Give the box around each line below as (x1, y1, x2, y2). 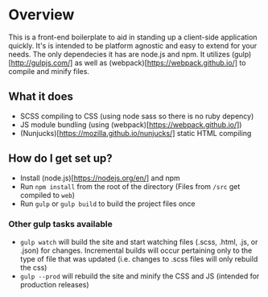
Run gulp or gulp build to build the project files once (19, 199, 196, 208)
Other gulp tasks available (8, 219, 113, 230)
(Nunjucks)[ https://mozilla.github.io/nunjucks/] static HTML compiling (19, 128, 252, 138)
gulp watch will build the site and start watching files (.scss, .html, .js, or (19, 237, 258, 246)
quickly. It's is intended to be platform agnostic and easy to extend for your (8, 40, 258, 50)
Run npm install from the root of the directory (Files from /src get (19, 181, 241, 191)
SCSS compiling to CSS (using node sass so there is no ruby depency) (19, 111, 254, 121)
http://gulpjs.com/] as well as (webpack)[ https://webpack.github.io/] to (10, 58, 246, 68)
